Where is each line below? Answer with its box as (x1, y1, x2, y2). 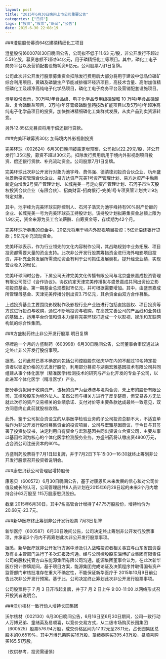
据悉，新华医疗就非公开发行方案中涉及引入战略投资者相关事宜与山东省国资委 (5, 545, 161, 551)
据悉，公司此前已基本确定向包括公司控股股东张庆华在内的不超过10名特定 (5, 358, 153, 364)
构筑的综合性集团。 (5, 320, 44, 326)
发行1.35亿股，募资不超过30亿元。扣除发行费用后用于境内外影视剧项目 (5, 152, 149, 158)
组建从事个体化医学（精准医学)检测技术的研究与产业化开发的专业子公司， (5, 370, 154, 376)
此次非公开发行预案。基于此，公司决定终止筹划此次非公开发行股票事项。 (9, 576, 157, 582)
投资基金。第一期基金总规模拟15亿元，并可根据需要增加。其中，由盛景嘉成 (9, 285, 161, 291)
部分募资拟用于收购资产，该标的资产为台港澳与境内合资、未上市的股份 (5, 387, 148, 393)
